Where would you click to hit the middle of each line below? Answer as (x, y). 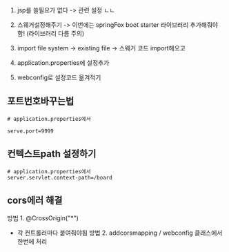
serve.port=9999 (30, 131)
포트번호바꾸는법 (41, 101)
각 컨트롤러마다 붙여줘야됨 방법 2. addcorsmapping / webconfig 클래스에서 (120, 233)
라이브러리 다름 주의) (57, 33)
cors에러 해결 (35, 201)
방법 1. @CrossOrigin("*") (43, 218)
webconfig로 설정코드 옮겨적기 (59, 77)
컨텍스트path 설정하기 (52, 154)
